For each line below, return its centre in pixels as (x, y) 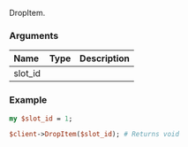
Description (105, 58)
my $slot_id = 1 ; (41, 119)
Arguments (34, 35)
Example (28, 100)
